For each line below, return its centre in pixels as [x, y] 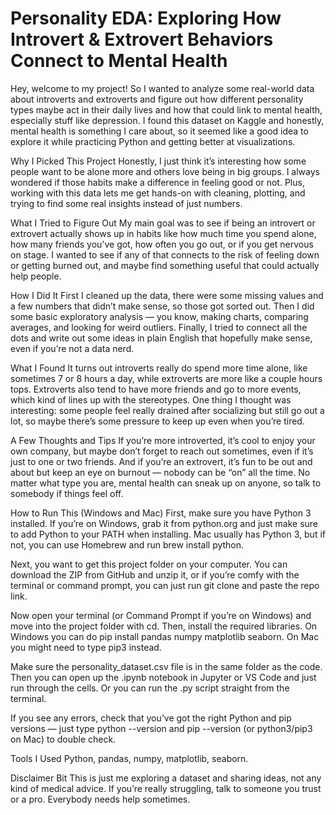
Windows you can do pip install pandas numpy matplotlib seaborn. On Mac [165, 636]
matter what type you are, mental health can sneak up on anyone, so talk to [166, 483]
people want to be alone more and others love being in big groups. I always [165, 171]
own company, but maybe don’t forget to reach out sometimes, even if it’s [162, 451]
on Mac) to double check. [63, 739]
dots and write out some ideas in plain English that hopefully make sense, [161, 338]
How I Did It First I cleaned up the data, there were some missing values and [167, 295]
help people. [36, 276]
